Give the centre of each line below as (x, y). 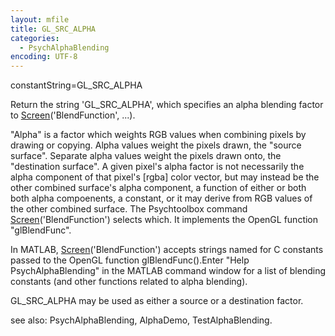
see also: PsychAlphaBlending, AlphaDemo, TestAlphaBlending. (141, 320)
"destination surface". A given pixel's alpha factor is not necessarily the (157, 167)
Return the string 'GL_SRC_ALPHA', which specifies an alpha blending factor (167, 105)
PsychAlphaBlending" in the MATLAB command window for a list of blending (168, 271)
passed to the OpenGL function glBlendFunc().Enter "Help (130, 260)
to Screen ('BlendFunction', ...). (73, 115)
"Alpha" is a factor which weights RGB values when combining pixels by (158, 135)
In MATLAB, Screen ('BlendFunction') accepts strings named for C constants (167, 250)
